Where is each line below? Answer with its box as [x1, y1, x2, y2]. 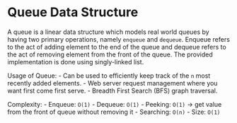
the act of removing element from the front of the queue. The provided [7, 50, 214, 59]
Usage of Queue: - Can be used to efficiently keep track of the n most [7, 71, 211, 80]
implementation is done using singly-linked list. [7, 57, 144, 66]
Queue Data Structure [7, 4, 139, 20]
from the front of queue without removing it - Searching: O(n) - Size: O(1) [7, 107, 221, 116]
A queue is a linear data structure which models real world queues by [7, 28, 210, 36]
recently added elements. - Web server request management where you [7, 78, 218, 87]
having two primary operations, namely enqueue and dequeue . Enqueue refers [7, 35, 230, 43]
